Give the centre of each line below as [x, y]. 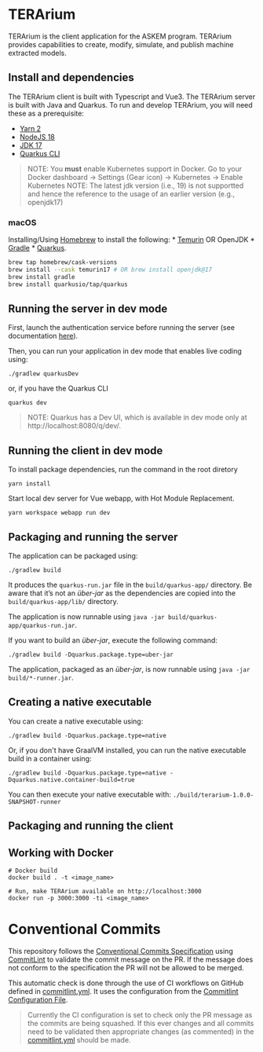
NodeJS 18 [37, 137]
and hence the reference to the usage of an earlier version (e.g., [131, 193]
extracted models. [37, 53]
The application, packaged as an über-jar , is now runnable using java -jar [129, 669]
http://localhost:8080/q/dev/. [74, 426]
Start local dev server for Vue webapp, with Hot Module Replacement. [121, 499]
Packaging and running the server [93, 537]
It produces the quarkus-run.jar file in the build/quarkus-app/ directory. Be [130, 585]
